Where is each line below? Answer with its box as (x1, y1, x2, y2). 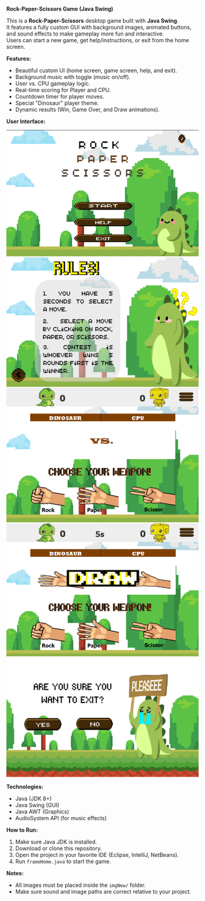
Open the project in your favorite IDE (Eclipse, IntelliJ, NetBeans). (15, 851, 179, 858)
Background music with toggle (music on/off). (15, 74, 131, 80)
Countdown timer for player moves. (15, 93, 104, 100)
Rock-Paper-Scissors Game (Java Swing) (6, 6, 113, 12)
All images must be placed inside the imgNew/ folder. (15, 881, 146, 889)
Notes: (6, 869, 24, 876)
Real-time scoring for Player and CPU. (15, 86, 111, 94)
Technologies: (6, 783, 44, 790)
